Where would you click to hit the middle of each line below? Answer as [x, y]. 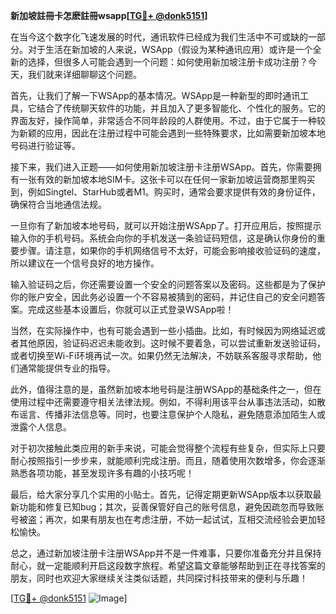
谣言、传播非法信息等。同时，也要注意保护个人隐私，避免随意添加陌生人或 [172, 414]
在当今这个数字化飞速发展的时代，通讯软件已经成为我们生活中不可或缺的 [159, 37]
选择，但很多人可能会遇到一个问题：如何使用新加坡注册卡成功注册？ [167, 62]
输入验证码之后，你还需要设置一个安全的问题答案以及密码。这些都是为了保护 [168, 284]
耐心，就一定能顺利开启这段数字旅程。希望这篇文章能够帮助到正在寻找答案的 [168, 565]
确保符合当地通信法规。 [58, 204]
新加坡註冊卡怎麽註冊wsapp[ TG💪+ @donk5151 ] [109, 15]
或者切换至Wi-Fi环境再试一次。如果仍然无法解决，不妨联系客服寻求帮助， [161, 355]
